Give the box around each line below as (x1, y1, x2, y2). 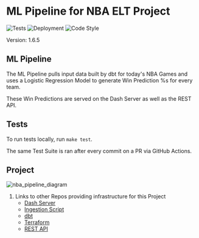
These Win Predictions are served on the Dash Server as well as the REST (6, 95, 192, 102)
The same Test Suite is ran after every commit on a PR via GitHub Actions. (6, 147, 192, 154)
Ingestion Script (24, 206, 65, 213)
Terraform (24, 218, 50, 226)
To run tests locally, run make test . (6, 135, 93, 143)
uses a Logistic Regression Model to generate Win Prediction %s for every (6, 76, 193, 84)
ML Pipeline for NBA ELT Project (6, 4, 170, 18)
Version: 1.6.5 (6, 36, 40, 43)
